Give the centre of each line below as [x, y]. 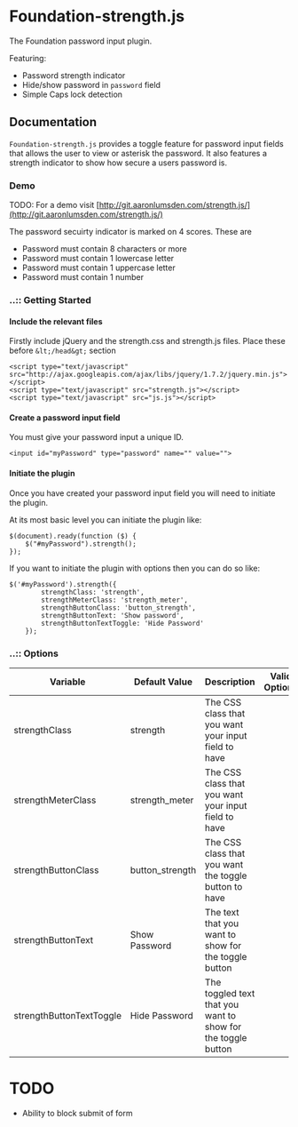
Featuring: [28, 58]
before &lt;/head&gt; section [63, 351]
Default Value [163, 682]
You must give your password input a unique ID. [97, 437]
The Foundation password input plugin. [81, 41]
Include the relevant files [56, 321]
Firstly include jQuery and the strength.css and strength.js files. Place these [147, 341]
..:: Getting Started [50, 300]
